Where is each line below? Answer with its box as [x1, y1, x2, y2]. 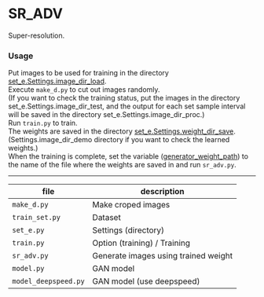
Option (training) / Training [92, 237, 191, 248]
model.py [12, 264, 45, 273]
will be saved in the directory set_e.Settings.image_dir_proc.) [8, 110, 205, 119]
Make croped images [92, 200, 170, 211]
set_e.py [12, 225, 45, 235]
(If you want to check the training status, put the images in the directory [8, 93, 240, 103]
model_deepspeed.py [12, 277, 85, 286]
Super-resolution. [8, 31, 65, 40]
